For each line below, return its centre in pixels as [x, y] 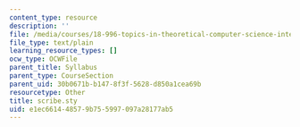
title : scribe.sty [43, 101]
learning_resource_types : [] [63, 51]
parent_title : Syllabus [54, 68]
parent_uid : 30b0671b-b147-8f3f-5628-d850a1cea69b [105, 84]
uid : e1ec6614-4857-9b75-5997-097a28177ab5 [92, 109]
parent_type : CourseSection [62, 76]
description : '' [39, 26]
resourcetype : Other [48, 92]
